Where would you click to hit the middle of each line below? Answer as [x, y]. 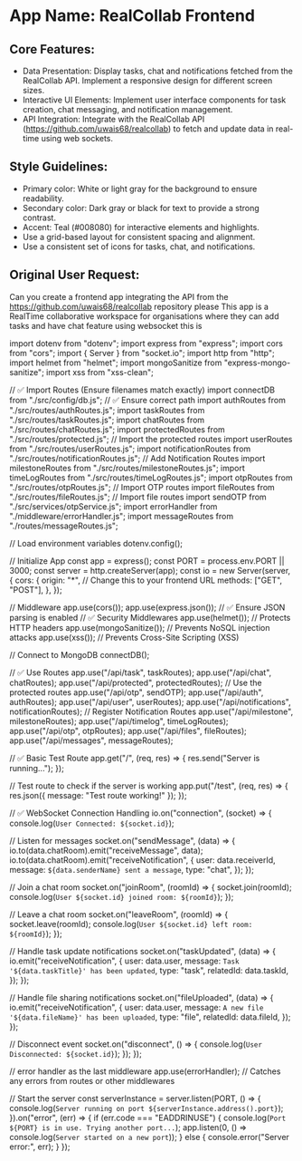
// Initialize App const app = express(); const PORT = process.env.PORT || [147, 561]
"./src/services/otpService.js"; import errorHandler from [113, 506]
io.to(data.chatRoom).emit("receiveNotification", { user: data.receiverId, [142, 860]
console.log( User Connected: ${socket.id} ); [92, 823]
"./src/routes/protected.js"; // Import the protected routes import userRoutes [151, 439]
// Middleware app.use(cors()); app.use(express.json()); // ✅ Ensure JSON [147, 607]
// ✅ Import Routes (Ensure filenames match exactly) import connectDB [142, 390]
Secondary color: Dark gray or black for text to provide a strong [141, 208]
